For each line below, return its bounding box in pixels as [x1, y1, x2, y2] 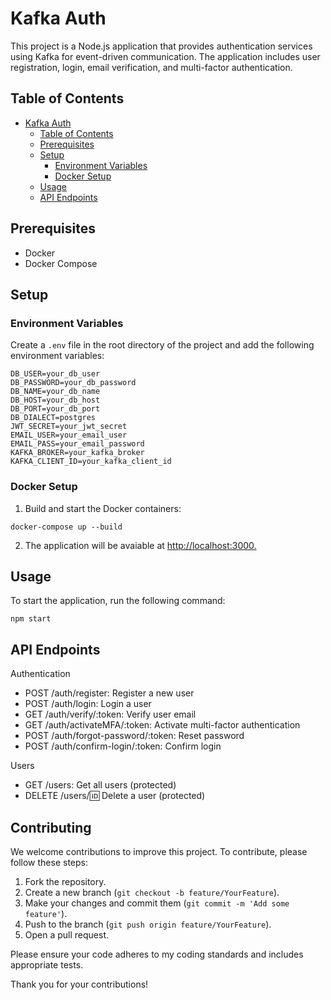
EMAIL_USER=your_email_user [10, 430, 128, 441]
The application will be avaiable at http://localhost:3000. [24, 539, 257, 551]
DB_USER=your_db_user [10, 369, 101, 379]
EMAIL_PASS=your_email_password [10, 439, 145, 449]
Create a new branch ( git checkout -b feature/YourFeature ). [24, 886, 280, 898]
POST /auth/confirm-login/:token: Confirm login [24, 740, 222, 752]
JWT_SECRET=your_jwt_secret [10, 422, 128, 432]
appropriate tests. [10, 958, 84, 971]
